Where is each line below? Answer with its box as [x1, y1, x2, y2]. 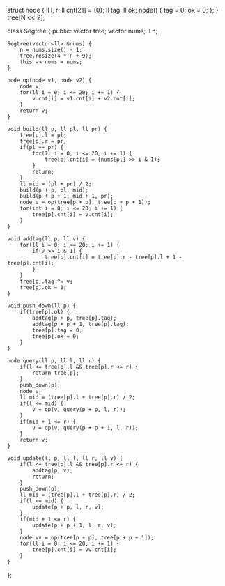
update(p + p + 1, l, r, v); [32, 522, 117, 529]
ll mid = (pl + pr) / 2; [20, 180, 92, 187]
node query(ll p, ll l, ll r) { [7, 357, 101, 364]
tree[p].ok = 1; [20, 284, 68, 291]
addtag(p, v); [32, 467, 73, 474]
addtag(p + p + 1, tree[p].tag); [32, 321, 130, 327]
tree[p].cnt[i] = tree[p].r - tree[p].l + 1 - [44, 254, 183, 261]
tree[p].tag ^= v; [20, 278, 73, 285]
